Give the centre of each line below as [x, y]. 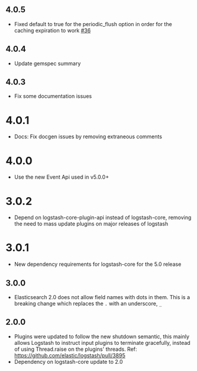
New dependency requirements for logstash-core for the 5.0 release [98, 264]
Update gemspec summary [47, 63]
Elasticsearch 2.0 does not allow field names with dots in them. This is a [102, 297]
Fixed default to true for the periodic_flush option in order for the [93, 24]
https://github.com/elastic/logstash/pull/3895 [70, 355]
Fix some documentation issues [53, 96]
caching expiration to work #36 [53, 30]
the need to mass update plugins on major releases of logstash [91, 224]
